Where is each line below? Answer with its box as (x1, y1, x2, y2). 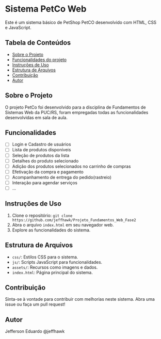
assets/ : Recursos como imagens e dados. (12, 264, 98, 270)
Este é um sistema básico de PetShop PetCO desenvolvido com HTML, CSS (5, 19, 157, 25)
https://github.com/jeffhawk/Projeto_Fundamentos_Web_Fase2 (12, 217, 136, 223)
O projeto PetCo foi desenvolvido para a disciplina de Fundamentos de (5, 104, 146, 110)
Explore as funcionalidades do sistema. (12, 227, 91, 233)
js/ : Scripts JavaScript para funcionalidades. (12, 259, 103, 265)
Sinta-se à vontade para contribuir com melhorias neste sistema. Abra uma (5, 296, 155, 302)
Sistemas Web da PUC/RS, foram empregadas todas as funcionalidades (5, 109, 149, 115)
